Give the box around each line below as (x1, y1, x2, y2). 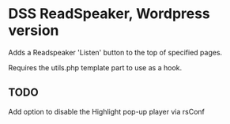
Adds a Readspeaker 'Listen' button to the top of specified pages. (8, 47, 223, 57)
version (8, 21, 59, 39)
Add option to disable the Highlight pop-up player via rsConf (8, 107, 205, 116)
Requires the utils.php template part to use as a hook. (8, 62, 183, 72)
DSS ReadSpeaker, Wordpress (8, 5, 211, 23)
